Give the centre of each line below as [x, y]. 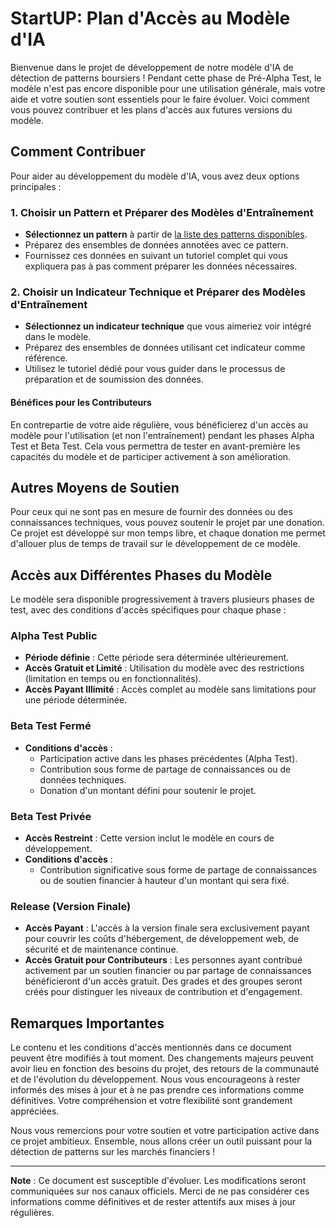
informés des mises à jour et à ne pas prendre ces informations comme [157, 1090]
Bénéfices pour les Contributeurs [81, 402]
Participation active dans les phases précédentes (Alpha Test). [168, 758]
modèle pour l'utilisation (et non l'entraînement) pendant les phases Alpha [162, 435]
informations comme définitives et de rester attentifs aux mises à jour [153, 1202]
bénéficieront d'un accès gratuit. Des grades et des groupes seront [163, 981]
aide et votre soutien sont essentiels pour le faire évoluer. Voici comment [160, 99]
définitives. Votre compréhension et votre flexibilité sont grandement [151, 1101]
